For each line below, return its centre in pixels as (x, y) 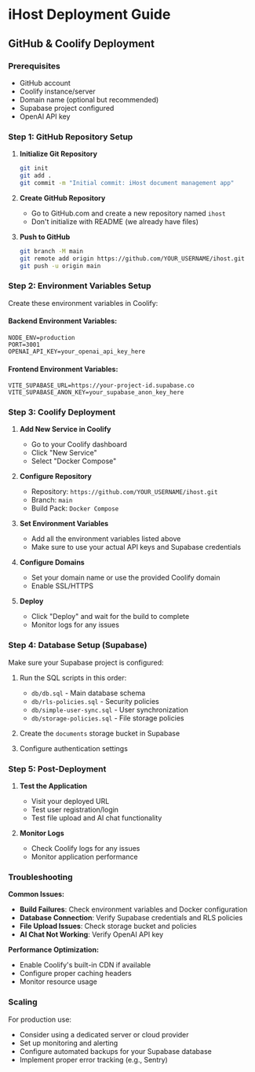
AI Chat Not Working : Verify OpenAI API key (91, 934)
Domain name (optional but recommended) (89, 99)
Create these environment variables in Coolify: (83, 303)
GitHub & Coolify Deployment (82, 44)
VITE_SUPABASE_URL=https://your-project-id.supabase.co (101, 386)
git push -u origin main (60, 266)
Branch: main (52, 500)
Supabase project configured (67, 108)
